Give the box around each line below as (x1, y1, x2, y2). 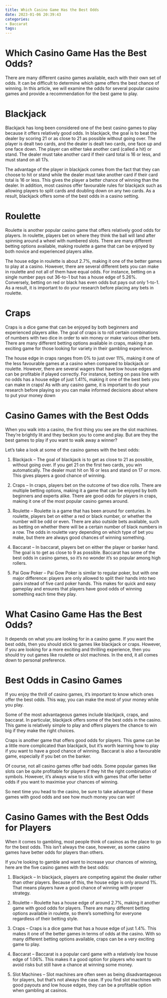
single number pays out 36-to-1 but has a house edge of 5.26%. (5, 274, 137, 280)
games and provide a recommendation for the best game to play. (5, 91, 139, 97)
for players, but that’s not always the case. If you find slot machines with (12, 976, 161, 982)
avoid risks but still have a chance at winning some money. (12, 961, 134, 967)
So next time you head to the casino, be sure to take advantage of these (5, 788, 154, 794)
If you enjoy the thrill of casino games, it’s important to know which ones (5, 691, 154, 697)
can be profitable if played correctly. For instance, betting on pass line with (5, 371, 159, 377)
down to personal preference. (5, 657, 66, 663)
